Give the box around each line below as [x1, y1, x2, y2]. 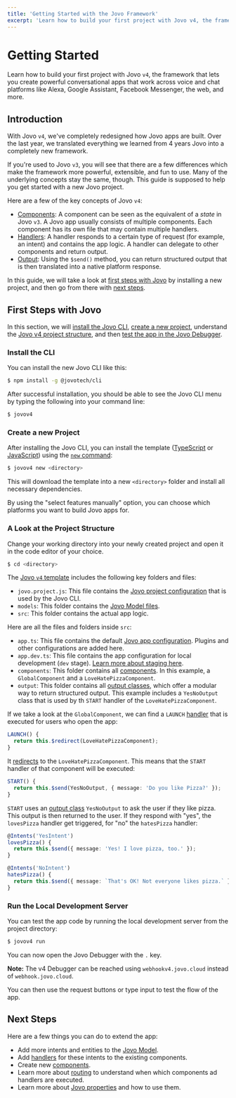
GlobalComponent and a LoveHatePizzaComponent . [17, 674, 156, 682]
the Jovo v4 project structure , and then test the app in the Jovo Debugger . [7, 330, 223, 338]
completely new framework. [7, 147, 88, 155]
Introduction [7, 113, 63, 125]
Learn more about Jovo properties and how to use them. [17, 1083, 181, 1091]
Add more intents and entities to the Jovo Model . [17, 1045, 159, 1054]
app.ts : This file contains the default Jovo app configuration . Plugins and [17, 637, 229, 645]
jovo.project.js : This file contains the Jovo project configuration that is [17, 587, 227, 595]
